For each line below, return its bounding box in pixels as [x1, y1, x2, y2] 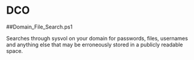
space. [6, 47, 23, 54]
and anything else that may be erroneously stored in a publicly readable [6, 41, 183, 48]
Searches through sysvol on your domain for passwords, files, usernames [6, 34, 189, 42]
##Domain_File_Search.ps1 [6, 23, 73, 30]
